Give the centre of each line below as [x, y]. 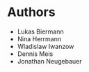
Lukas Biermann [40, 31]
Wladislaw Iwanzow [46, 46]
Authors [31, 12]
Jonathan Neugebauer [49, 61]
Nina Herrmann [39, 38]
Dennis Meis [35, 54]
